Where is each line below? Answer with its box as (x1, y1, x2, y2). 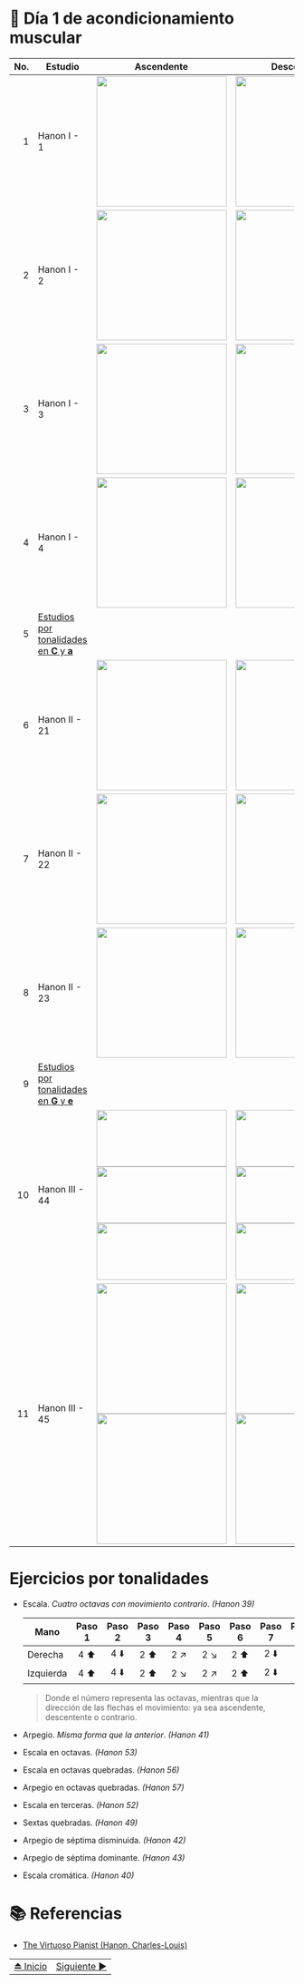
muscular (9, 27, 82, 48)
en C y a (37, 644, 74, 656)
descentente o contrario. (44, 1711, 138, 1722)
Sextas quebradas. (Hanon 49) (22, 1817, 138, 1828)
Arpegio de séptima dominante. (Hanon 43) (22, 1852, 185, 1862)
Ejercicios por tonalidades (9, 1569, 210, 1590)
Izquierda (26, 1668, 68, 1680)
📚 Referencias (9, 1903, 122, 1924)
